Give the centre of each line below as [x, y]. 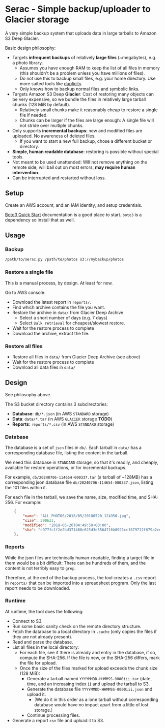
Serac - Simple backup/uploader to [78, 9]
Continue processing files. [53, 715]
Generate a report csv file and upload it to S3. [58, 720]
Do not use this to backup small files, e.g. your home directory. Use [88, 78]
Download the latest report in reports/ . [52, 302]
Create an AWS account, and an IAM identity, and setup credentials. [74, 205]
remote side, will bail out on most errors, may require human [74, 167]
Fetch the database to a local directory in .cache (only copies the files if [84, 632]
